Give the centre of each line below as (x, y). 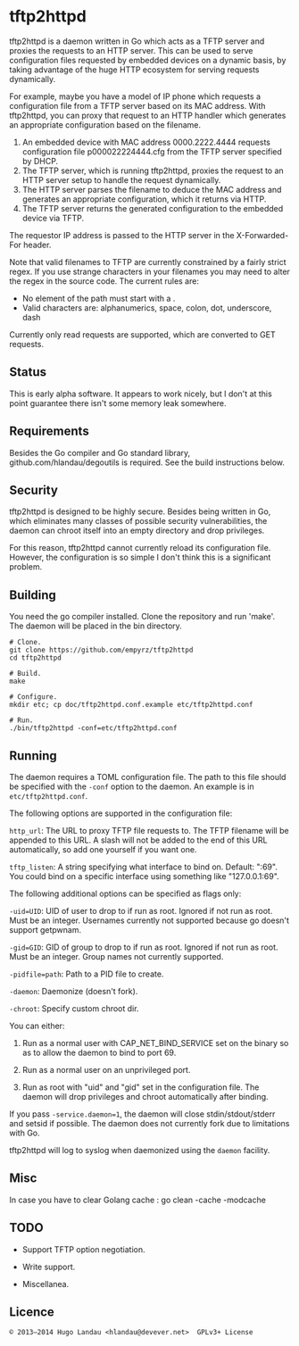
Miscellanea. (46, 1284)
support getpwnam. (46, 930)
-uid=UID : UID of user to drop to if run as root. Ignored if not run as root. (141, 911)
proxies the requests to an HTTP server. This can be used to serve (131, 50)
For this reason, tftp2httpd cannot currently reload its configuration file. (140, 548)
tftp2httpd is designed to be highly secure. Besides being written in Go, (140, 511)
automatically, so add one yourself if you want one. (103, 849)
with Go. (25, 1133)
